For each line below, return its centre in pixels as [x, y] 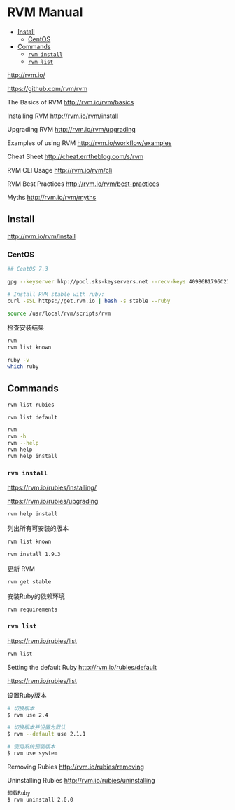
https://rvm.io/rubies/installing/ [52, 487]
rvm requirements [33, 609]
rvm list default [33, 417]
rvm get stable [29, 582]
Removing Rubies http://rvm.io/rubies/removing [76, 767]
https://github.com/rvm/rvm [48, 88]
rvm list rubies [31, 405]
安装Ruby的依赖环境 [36, 596]
